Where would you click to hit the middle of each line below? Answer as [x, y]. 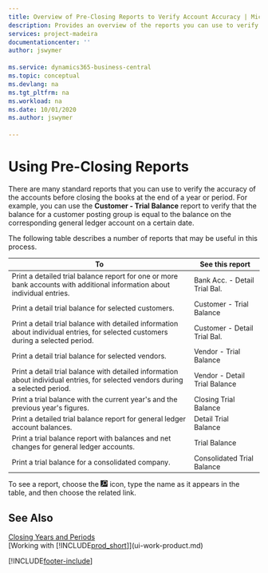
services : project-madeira [53, 34]
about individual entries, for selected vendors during [97, 380]
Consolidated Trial [224, 458]
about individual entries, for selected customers [90, 332]
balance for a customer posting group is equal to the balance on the [120, 214]
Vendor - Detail [220, 376]
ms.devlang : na [33, 84]
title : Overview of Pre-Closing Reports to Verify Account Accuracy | [128, 17]
